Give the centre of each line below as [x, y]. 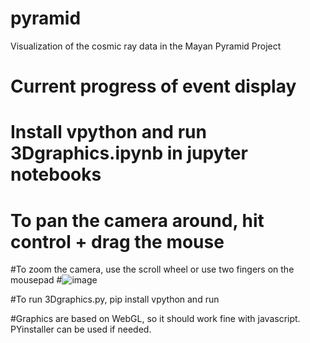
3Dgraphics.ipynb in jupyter [129, 153]
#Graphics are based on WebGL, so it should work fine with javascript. [155, 319]
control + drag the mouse [117, 241]
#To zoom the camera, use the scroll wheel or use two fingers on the [152, 269]
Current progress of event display [153, 86]
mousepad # [36, 280]
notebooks [56, 174]
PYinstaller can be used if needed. [81, 329]
